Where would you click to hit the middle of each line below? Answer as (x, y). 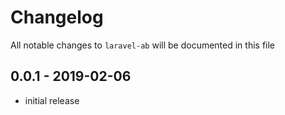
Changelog (57, 17)
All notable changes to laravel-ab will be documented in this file (143, 45)
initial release (52, 100)
